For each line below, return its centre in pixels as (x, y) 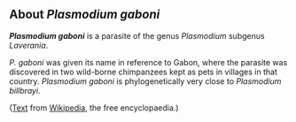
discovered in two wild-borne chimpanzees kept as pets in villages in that (143, 72)
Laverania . (29, 45)
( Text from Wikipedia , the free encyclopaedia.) (94, 107)
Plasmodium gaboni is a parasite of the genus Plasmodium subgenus (137, 35)
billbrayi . (25, 90)
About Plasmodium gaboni (85, 15)
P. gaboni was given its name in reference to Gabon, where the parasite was (148, 62)
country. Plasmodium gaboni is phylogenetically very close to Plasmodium (145, 81)
